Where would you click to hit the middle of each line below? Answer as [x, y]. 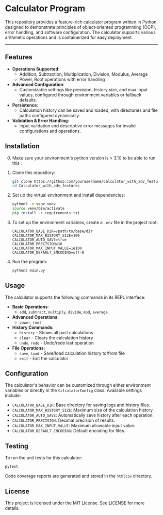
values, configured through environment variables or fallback [80, 95]
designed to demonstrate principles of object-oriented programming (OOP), [81, 27]
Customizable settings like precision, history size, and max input [83, 89]
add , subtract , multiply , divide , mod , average [64, 312]
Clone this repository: [33, 172]
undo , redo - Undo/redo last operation [57, 343]
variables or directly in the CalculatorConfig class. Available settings [73, 390]
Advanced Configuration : [38, 84]
